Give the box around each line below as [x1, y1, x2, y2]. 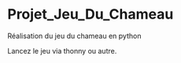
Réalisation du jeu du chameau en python [7, 31, 142, 40]
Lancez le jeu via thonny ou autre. [7, 46, 117, 55]
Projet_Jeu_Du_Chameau [7, 5, 174, 23]
